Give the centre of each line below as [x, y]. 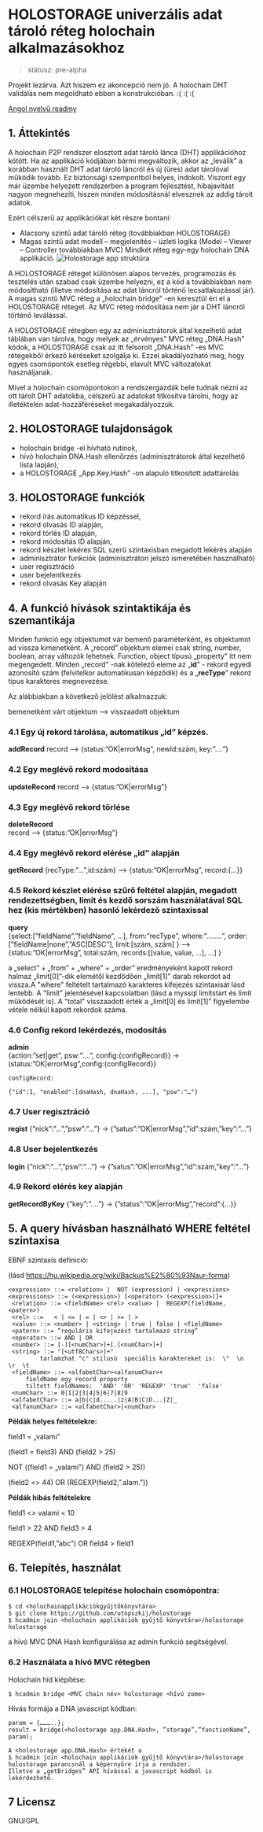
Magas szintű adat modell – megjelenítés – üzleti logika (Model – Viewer [135, 241]
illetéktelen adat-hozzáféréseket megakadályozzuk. [91, 404]
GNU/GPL [24, 1821]
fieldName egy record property [77, 1379]
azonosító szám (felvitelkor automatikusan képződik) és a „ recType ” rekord [130, 673]
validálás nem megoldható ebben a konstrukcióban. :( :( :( [101, 93]
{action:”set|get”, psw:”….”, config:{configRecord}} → [94, 1055]
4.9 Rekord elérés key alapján [66, 1187]
